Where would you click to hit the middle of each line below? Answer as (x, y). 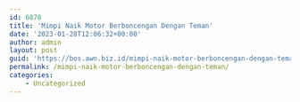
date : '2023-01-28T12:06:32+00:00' (75, 34)
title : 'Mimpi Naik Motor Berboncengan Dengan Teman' (112, 26)
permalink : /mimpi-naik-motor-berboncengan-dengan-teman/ (119, 67)
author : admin (36, 42)
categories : (31, 75)
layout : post (33, 51)
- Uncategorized (56, 83)
